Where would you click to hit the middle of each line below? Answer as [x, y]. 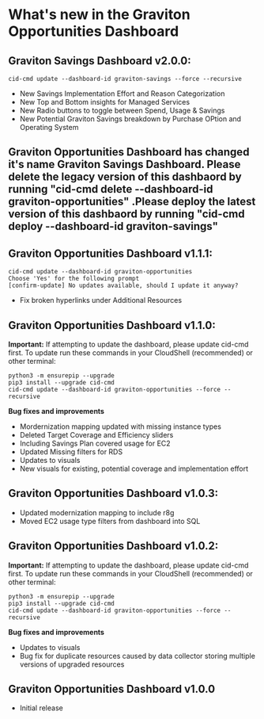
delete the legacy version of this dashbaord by [125, 177]
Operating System [49, 127]
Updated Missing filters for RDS [71, 452]
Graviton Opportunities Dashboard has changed [129, 152]
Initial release [41, 708]
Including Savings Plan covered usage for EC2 [95, 444]
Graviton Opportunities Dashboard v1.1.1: [111, 253]
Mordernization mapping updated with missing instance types [120, 426]
